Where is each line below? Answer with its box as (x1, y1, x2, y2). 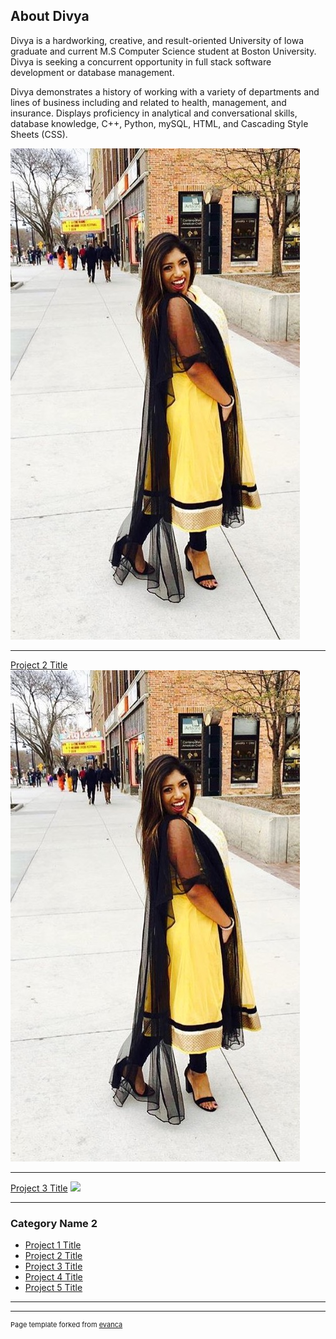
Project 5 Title (24, 1282, 83, 1294)
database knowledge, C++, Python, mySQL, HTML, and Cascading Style (10, 117, 309, 129)
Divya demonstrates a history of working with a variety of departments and (10, 85, 320, 98)
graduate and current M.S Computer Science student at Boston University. (10, 45, 317, 57)
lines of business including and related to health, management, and (10, 96, 287, 108)
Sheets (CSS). (10, 128, 68, 140)
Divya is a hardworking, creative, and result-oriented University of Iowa (10, 34, 304, 46)
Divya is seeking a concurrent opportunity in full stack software (10, 55, 272, 68)
